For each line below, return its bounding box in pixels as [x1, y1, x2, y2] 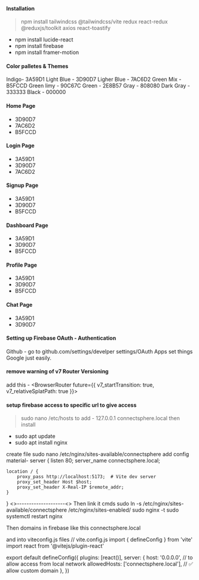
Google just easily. [6, 354, 52, 361]
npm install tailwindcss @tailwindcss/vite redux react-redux [20, 18, 169, 25]
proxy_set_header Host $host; [17, 479, 93, 485]
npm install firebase [14, 43, 64, 50]
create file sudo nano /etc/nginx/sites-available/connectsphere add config [6, 451, 189, 458]
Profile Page [6, 261, 38, 268]
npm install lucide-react [14, 36, 74, 43]
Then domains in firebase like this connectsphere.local [6, 524, 141, 531]
